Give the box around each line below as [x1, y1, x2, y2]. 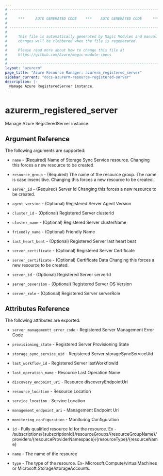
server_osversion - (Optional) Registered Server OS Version [12, 281, 132, 287]
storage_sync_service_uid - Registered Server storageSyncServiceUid [12, 351, 153, 357]
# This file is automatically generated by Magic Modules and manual [5, 34, 158, 39]
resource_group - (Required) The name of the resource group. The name [12, 172, 157, 178]
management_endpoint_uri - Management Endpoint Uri [12, 407, 119, 413]
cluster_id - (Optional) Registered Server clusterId [12, 210, 114, 216]
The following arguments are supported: [5, 148, 86, 153]
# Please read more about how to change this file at [5, 48, 125, 52]
